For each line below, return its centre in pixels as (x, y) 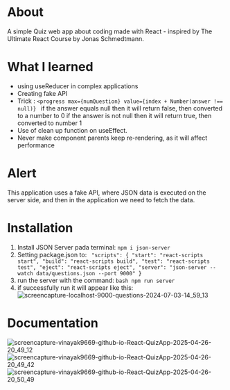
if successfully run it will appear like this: (75, 287)
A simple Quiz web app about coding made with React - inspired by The (110, 31)
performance (36, 145)
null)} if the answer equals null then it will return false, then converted (120, 108)
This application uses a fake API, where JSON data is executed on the (107, 193)
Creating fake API (42, 93)
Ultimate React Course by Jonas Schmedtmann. (76, 38)
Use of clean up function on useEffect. (72, 130)
